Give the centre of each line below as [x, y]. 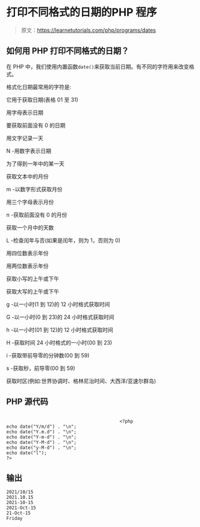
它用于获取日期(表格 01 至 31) [42, 99]
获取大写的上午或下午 [33, 291]
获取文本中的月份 [27, 176]
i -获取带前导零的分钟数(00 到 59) [48, 355]
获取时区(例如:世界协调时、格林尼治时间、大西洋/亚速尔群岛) [81, 381]
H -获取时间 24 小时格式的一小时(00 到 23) [59, 342]
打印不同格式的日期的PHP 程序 [82, 12]
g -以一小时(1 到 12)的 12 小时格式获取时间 [58, 304]
